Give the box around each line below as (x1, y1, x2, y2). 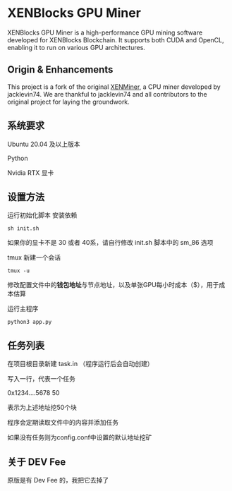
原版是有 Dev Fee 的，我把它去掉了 (7, 476, 109, 484)
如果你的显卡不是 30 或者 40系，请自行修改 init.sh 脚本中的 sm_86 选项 (7, 238, 214, 247)
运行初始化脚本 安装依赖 (7, 211, 78, 219)
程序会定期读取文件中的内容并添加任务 (7, 418, 118, 427)
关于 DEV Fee (7, 456, 66, 468)
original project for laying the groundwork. (7, 97, 130, 106)
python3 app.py (7, 319, 52, 326)
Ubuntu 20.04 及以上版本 (7, 140, 80, 148)
